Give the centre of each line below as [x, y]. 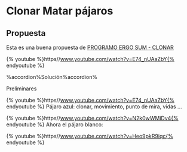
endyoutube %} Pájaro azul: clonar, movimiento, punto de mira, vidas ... [94, 107]
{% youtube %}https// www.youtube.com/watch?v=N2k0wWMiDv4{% [93, 118]
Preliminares [22, 89]
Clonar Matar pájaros [60, 11]
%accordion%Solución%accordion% [52, 77]
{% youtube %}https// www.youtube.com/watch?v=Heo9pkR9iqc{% [90, 136]
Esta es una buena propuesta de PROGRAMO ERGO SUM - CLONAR [90, 47]
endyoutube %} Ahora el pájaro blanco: [55, 124]
